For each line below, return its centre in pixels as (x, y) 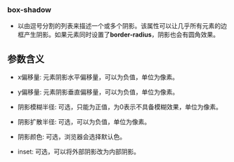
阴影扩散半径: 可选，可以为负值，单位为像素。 (84, 122)
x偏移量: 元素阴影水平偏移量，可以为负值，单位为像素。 (98, 77)
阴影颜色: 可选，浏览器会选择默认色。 (72, 137)
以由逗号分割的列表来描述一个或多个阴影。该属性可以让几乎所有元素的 (119, 26)
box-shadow (29, 10)
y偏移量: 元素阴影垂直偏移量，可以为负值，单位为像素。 (98, 92)
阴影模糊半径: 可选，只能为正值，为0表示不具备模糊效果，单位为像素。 (120, 107)
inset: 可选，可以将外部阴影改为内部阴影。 (79, 151)
